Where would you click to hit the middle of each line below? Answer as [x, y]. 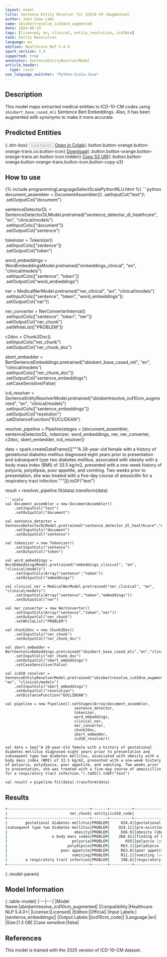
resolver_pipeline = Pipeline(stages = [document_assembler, [67, 429]
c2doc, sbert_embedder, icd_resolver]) [45, 440]
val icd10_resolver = [28, 674]
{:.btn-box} [17, 145]
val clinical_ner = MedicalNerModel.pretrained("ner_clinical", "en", [80, 587]
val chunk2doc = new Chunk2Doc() [40, 630]
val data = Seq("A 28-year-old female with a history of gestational [79, 748]
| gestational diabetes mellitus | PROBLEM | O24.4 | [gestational [83, 823]
